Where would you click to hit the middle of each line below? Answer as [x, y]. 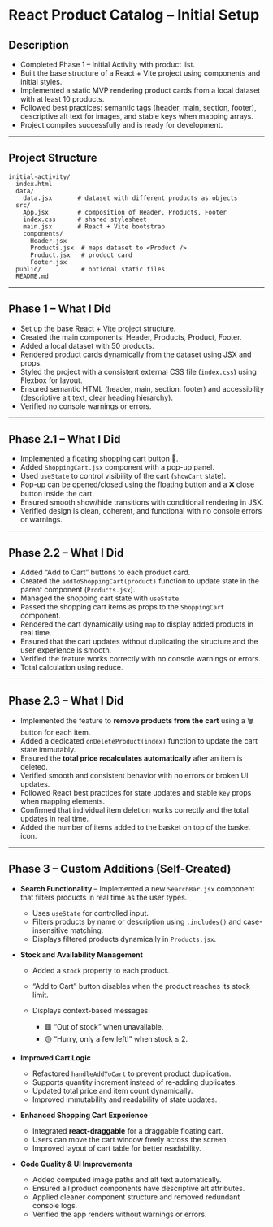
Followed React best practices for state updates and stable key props [136, 793]
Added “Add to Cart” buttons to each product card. [105, 572]
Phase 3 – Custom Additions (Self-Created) [120, 869]
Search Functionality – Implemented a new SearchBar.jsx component [137, 888]
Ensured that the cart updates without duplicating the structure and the [139, 642]
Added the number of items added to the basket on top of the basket [135, 827]
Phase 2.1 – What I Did [65, 439]
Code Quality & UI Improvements [76, 1164]
